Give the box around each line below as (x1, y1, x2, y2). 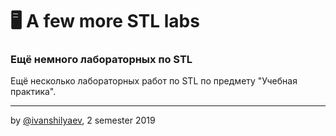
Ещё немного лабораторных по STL (10, 53, 193, 67)
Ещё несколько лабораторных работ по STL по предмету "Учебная (10, 75, 298, 87)
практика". (10, 86, 57, 98)
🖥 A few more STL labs (10, 10, 200, 33)
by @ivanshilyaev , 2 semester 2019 (10, 114, 156, 127)
